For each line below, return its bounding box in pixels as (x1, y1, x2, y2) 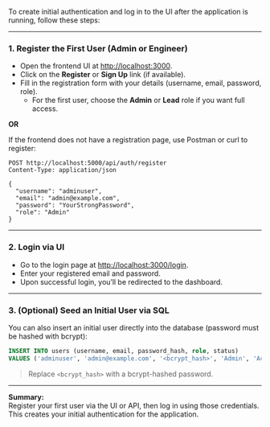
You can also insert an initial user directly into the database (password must (8, 322, 260, 332)
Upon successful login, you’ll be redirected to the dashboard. (19, 277, 223, 286)
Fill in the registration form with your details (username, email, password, (19, 78, 262, 88)
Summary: (8, 392, 44, 401)
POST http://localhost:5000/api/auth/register (8, 159, 167, 167)
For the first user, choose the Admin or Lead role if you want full (31, 96, 245, 105)
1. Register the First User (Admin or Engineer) (8, 43, 188, 54)
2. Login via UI (8, 241, 65, 253)
